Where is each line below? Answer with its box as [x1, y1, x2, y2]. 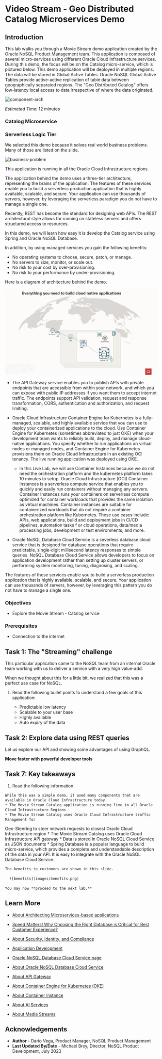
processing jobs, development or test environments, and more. [19, 527, 145, 533]
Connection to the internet [12, 634, 65, 639]
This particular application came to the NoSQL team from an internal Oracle [5, 661, 156, 667]
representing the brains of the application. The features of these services [5, 180, 151, 186]
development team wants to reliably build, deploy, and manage [12, 435, 138, 441]
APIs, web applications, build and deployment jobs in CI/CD [19, 517, 138, 522]
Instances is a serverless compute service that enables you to [19, 481, 143, 487]
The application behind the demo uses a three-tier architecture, [5, 176, 132, 181]
